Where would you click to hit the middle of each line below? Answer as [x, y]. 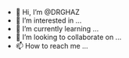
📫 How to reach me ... [52, 46]
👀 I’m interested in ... [48, 20]
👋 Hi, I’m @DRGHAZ [47, 12]
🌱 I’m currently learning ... [57, 29]
